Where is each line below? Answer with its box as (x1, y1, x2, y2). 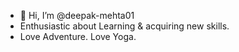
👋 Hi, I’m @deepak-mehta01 (19, 10, 135, 21)
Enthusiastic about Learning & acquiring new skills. (19, 20, 230, 32)
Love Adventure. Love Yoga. (19, 31, 137, 42)
